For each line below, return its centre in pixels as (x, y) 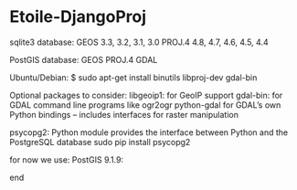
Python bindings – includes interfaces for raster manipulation (124, 114)
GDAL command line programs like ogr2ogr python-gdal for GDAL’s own (145, 105)
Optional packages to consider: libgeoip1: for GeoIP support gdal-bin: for (146, 95)
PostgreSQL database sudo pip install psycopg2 (100, 142)
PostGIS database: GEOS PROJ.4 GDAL (84, 59)
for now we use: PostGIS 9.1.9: (67, 159)
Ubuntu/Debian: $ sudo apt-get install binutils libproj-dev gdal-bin (133, 77)
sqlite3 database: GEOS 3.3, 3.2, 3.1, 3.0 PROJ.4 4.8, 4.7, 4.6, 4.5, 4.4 (139, 42)
